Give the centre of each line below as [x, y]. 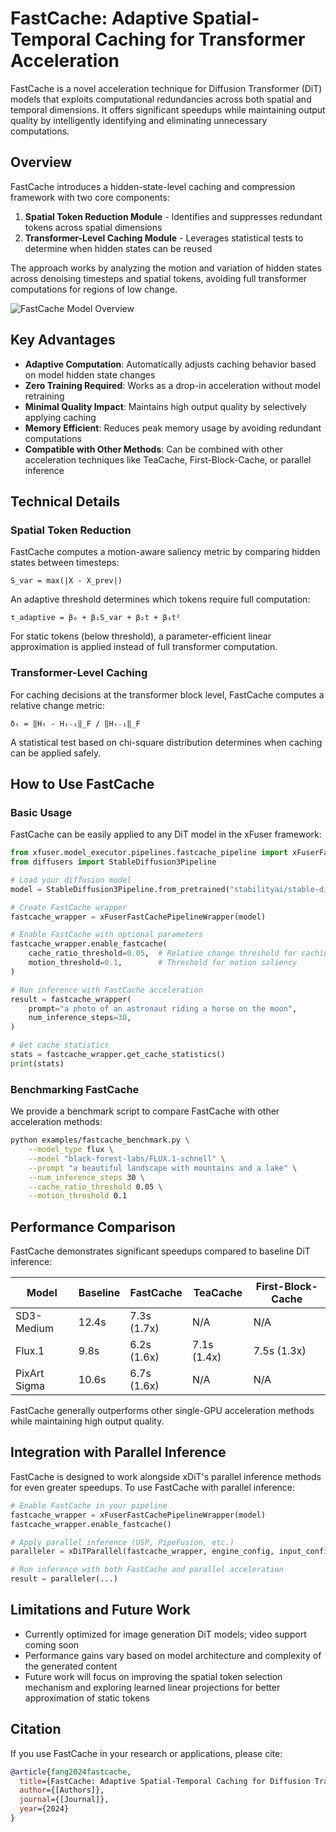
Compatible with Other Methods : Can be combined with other [154, 449]
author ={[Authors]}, [62, 1790]
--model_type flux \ [71, 1150]
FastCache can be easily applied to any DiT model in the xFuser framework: [166, 834]
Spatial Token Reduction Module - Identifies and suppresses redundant [173, 216]
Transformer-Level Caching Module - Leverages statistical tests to [164, 238]
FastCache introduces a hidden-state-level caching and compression [153, 186]
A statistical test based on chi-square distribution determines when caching [166, 742]
